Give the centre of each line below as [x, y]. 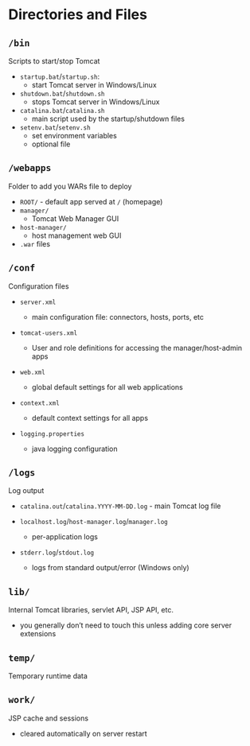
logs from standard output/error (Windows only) [110, 568]
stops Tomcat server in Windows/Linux [96, 102]
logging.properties [52, 434]
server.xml [38, 302]
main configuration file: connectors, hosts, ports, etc [118, 317]
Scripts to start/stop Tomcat [54, 61]
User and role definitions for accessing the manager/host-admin [137, 348]
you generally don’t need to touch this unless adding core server [126, 625]
